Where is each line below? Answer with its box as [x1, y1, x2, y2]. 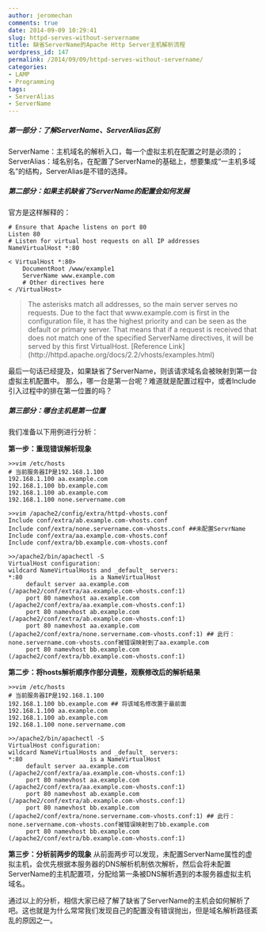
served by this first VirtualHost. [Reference [27, 342, 168, 351]
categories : [8, 63, 47, 71]
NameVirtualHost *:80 [8, 244, 80, 252]
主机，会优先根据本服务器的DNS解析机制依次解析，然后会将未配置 [14, 859, 231, 869]
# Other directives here [22, 278, 104, 287]
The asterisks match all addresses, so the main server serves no [27, 300, 238, 309]
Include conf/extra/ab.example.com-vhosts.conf [8, 517, 169, 525]
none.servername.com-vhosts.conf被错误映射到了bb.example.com [8, 820, 210, 829]
